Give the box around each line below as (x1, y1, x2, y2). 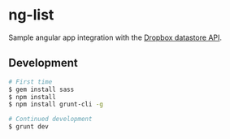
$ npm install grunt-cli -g (8, 100, 104, 109)
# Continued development (8, 115, 93, 124)
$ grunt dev (8, 123, 49, 131)
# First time (8, 77, 53, 86)
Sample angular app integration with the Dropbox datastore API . (8, 33, 222, 42)
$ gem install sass (8, 85, 75, 93)
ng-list (8, 6, 54, 24)
